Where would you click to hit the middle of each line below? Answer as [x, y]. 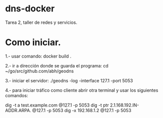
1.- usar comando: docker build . [38, 56]
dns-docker [30, 9]
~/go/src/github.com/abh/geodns [40, 71]
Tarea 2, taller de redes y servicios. [41, 22]
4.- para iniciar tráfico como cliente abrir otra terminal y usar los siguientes [82, 90]
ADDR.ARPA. [18, 110]
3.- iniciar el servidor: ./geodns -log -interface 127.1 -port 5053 [69, 80]
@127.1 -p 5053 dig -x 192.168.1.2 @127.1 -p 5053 [82, 110]
